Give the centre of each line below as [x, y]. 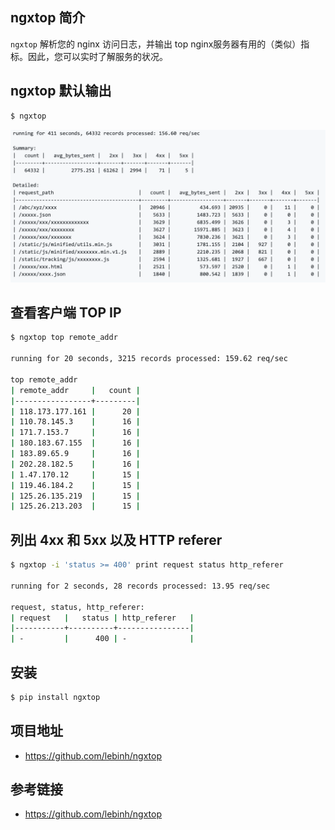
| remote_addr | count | [75, 390]
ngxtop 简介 [48, 18]
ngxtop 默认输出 [61, 91]
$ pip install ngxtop [55, 697]
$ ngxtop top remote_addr [64, 338]
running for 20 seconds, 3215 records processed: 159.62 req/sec [149, 359]
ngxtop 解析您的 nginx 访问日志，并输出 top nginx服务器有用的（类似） [156, 44]
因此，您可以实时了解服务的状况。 [97, 56]
